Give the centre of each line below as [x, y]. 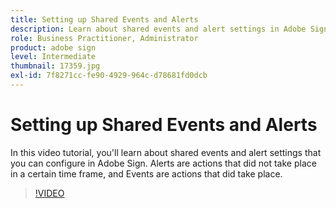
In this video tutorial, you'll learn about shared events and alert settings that [166, 152]
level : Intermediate [53, 57]
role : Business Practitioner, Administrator [104, 38]
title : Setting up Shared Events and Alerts [104, 19]
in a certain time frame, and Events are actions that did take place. [146, 173]
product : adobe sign [53, 47]
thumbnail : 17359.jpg [55, 66]
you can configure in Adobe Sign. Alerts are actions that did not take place [163, 163]
